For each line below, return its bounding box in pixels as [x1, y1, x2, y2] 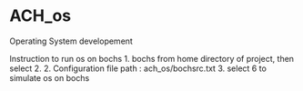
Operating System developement [9, 35, 134, 46]
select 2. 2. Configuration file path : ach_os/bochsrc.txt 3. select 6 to [9, 63, 267, 74]
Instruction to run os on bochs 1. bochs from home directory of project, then [9, 53, 294, 64]
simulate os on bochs [9, 72, 90, 83]
